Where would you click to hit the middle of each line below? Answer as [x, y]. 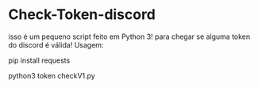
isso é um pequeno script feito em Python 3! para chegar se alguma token [129, 36]
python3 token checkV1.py [52, 75]
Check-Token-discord [82, 15]
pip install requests [39, 60]
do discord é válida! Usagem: [56, 44]
